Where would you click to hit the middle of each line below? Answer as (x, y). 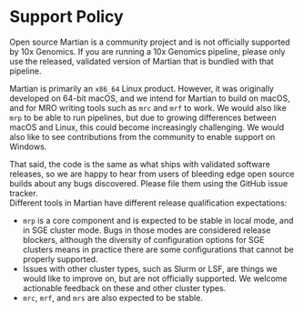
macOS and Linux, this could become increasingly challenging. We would (147, 127)
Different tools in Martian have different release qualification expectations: (148, 203)
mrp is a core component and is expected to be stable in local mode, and (158, 220)
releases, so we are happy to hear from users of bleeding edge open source (152, 174)
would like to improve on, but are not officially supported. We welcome (155, 278)
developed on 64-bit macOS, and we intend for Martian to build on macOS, (150, 98)
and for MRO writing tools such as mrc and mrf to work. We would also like (148, 107)
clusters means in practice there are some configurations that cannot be (158, 249)
